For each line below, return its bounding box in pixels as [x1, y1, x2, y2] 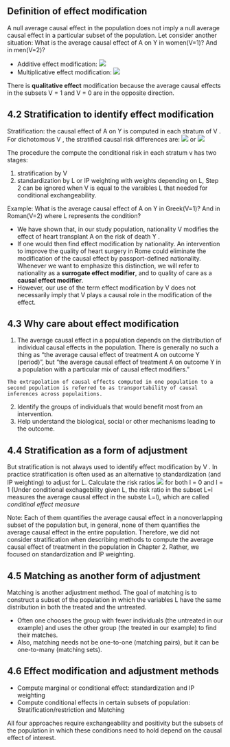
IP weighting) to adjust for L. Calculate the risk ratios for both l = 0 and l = [7, 478, 223, 487]
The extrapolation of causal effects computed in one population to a [7, 378, 214, 386]
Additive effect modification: [16, 60, 97, 68]
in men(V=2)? [7, 45, 46, 54]
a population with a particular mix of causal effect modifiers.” [16, 365, 190, 373]
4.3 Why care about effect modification [7, 318, 179, 329]
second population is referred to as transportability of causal [7, 385, 198, 391]
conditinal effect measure [7, 500, 80, 508]
